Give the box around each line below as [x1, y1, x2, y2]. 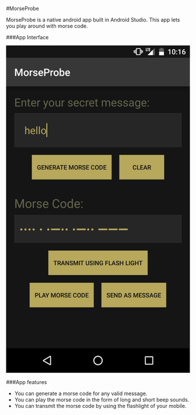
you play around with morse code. [6, 23, 89, 29]
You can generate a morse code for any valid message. [14, 390, 148, 397]
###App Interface [6, 34, 49, 40]
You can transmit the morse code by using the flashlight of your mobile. [14, 403, 187, 409]
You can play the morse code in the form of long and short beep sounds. [14, 396, 190, 403]
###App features [6, 379, 47, 385]
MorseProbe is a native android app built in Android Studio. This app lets [6, 16, 180, 23]
